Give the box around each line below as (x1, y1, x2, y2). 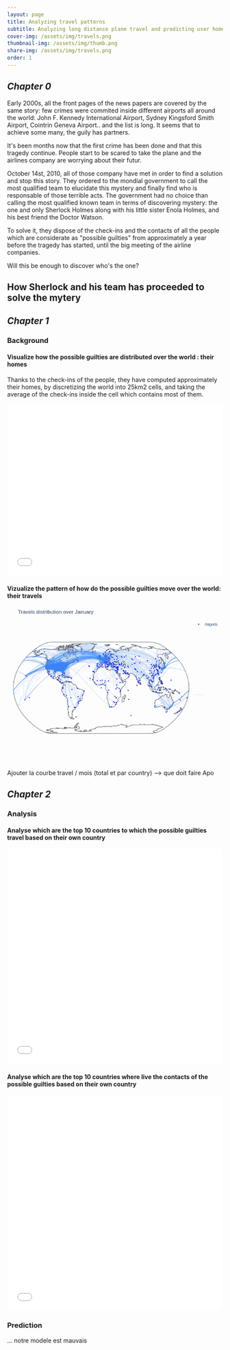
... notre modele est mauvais (7, 1336, 88, 1345)
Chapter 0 (7, 81, 51, 93)
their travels (7, 592, 42, 600)
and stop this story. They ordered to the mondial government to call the (7, 176, 208, 185)
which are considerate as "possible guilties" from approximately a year (7, 233, 207, 241)
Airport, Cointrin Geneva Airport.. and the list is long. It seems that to (7, 121, 201, 129)
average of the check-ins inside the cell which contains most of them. (7, 390, 204, 398)
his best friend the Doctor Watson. (7, 213, 104, 221)
